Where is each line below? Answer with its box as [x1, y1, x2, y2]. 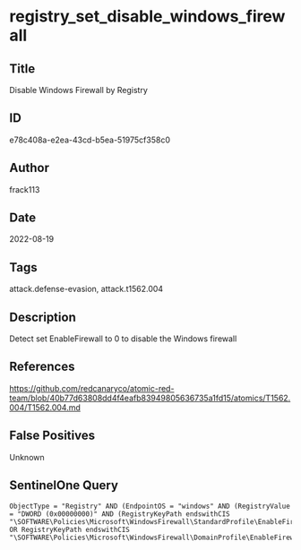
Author [9, 160, 49, 176]
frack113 [9, 184, 40, 194]
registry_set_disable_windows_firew [9, 6, 286, 27]
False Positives [9, 428, 96, 443]
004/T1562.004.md [9, 401, 81, 413]
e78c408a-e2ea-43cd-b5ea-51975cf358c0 [9, 134, 170, 145]
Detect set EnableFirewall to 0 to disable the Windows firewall [9, 333, 237, 344]
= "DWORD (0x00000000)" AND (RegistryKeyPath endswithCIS [9, 509, 230, 519]
